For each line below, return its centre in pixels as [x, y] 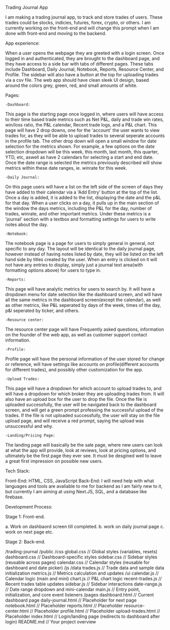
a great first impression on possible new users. [54, 461]
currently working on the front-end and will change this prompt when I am [82, 28]
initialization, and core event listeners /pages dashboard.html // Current [80, 595]
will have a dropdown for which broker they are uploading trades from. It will [85, 394]
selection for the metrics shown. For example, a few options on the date [80, 146]
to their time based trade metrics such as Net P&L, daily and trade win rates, [84, 119]
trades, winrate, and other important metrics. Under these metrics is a [78, 214]
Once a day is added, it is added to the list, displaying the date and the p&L [83, 197]
